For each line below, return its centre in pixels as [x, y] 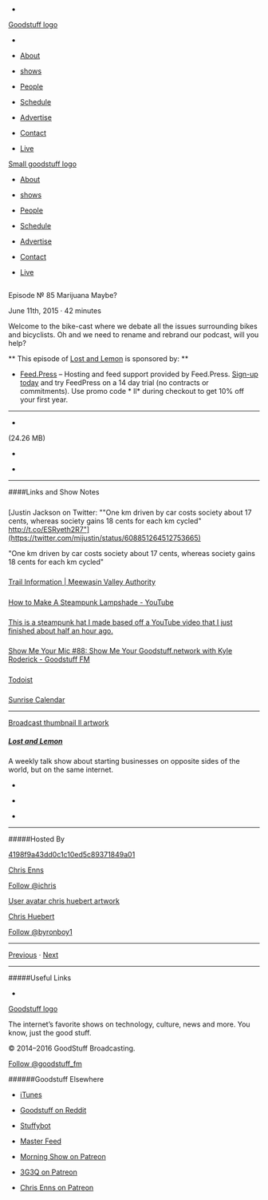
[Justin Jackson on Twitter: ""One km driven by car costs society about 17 [130, 512]
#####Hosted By [37, 839]
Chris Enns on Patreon [57, 1187]
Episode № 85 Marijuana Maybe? [63, 296]
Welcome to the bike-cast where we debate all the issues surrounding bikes [133, 326]
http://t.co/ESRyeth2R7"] [49, 529]
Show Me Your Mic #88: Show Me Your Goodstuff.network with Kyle [120, 651]
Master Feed [41, 1141]
